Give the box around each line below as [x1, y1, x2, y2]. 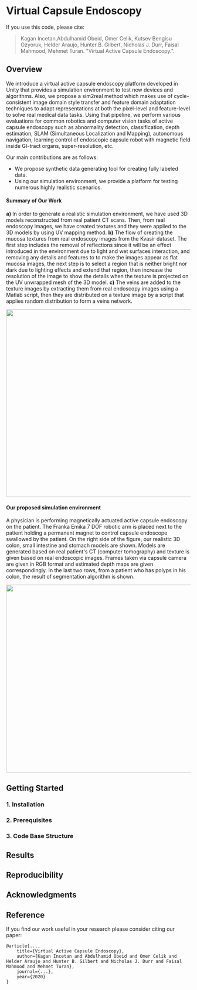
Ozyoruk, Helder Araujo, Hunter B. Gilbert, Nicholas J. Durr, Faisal [20, 41, 179, 48]
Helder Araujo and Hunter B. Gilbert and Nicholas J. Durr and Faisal [6, 958, 182, 965]
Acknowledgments [6, 890, 77, 900]
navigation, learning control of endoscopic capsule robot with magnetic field [6, 136, 191, 143]
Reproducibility [6, 870, 63, 880]
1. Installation [6, 800, 45, 809]
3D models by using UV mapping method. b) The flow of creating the [6, 229, 173, 236]
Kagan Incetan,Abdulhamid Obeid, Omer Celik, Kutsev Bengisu [20, 35, 172, 42]
